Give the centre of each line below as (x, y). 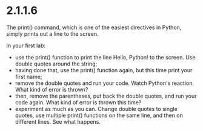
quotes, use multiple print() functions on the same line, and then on (99, 115)
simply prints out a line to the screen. (52, 33)
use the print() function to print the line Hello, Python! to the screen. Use (105, 57)
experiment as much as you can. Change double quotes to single (96, 109)
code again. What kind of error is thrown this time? (78, 102)
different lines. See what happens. (58, 121)
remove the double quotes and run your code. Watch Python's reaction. (105, 83)
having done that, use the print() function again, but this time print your (104, 70)
